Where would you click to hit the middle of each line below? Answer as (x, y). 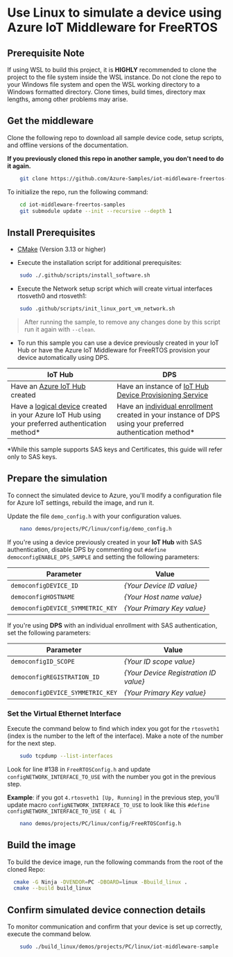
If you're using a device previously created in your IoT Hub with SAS (105, 542)
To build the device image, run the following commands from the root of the (115, 862)
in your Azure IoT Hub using (56, 415)
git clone (34, 178)
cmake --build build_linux (52, 888)
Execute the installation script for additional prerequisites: (100, 263)
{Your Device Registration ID (170, 673)
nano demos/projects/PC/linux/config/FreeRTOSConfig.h (101, 823)
